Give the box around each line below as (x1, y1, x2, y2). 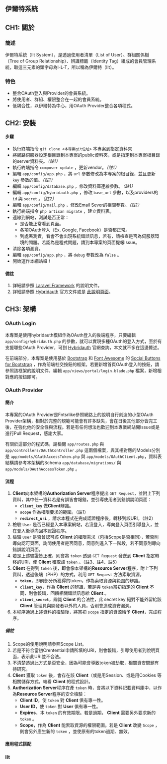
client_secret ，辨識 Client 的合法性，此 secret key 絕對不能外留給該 (19, 596, 162, 603)
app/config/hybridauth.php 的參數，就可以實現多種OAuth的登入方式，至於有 (5, 338, 162, 344)
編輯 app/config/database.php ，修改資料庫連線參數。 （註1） (12, 183, 136, 189)
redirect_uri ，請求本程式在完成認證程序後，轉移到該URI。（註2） (19, 515, 156, 521)
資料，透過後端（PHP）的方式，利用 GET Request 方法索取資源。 (12, 571, 144, 578)
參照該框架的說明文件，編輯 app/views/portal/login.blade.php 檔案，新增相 (5, 368, 162, 374)
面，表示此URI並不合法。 (12, 654, 64, 660)
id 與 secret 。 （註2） (12, 195, 57, 201)
